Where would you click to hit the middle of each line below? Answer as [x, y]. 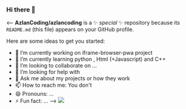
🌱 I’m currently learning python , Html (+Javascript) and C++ [90, 59]
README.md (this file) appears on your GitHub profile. [70, 30]
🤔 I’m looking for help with [47, 72]
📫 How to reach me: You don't [53, 85]
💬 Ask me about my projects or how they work [72, 78]
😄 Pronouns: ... [34, 94]
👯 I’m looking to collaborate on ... [56, 66]
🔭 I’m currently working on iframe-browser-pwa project [84, 53]
